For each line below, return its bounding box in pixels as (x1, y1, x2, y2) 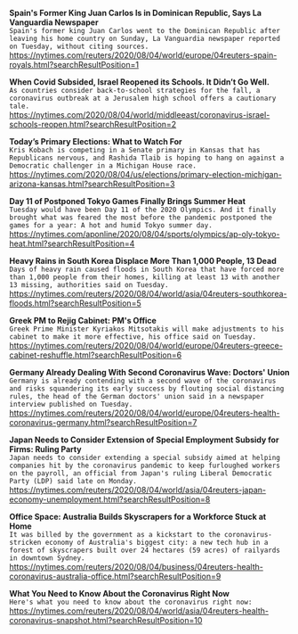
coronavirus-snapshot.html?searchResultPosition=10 (9, 615, 203, 625)
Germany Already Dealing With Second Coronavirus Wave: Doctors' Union (9, 367, 290, 377)
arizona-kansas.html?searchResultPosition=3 (9, 178, 175, 189)
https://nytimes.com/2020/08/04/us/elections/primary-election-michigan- (9, 169, 282, 179)
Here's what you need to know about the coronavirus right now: (9, 597, 253, 606)
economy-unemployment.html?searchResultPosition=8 (9, 494, 211, 505)
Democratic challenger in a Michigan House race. (9, 161, 197, 170)
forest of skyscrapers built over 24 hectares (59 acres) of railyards (9, 546, 280, 555)
